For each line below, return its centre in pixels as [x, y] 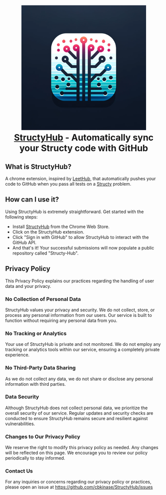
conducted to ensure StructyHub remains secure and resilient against [77, 418]
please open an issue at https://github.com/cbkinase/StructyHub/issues [79, 487]
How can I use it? [32, 200]
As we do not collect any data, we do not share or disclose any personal [79, 379]
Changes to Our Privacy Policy [43, 437]
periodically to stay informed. [35, 458]
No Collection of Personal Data [43, 299]
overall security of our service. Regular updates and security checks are [79, 413]
